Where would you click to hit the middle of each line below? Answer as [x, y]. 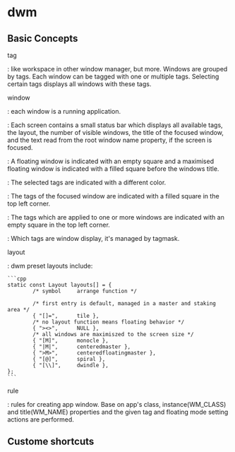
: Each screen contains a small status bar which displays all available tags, [115, 125]
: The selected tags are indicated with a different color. [87, 182]
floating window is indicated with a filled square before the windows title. [113, 169]
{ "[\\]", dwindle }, [71, 365]
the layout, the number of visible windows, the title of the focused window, [116, 132]
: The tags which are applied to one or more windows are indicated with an [116, 217]
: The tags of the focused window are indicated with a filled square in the [114, 196]
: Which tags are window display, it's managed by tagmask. [94, 238]
